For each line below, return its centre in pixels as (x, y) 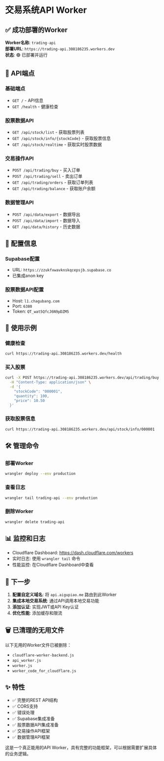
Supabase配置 (23, 259)
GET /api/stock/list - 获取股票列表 (48, 132)
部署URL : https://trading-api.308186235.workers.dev (60, 49)
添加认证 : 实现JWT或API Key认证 (45, 607)
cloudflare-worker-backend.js (43, 656)
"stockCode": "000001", (38, 392)
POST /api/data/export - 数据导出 (46, 214)
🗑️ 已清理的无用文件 (35, 630)
